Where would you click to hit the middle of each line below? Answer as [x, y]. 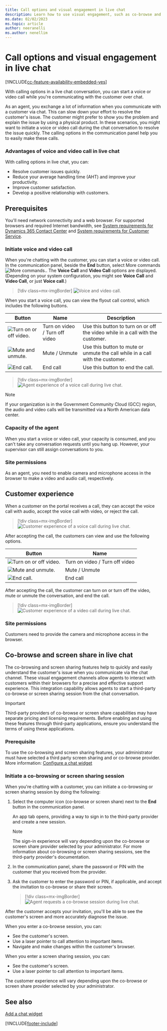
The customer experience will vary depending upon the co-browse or [76, 981]
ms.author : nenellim [27, 33]
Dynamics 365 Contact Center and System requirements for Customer [77, 231]
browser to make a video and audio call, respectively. [60, 478]
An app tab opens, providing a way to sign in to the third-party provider [85, 816]
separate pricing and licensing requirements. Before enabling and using [78, 718]
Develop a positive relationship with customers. [61, 193]
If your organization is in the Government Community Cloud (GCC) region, [81, 404]
